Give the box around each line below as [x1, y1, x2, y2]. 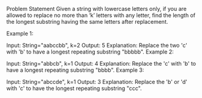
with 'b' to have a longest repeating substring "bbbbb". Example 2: [6, 48, 174, 55]
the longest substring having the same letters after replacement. [6, 18, 168, 25]
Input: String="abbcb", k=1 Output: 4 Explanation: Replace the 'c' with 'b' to [6, 60, 196, 67]
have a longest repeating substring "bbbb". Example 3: [6, 66, 144, 74]
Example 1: [6, 30, 34, 37]
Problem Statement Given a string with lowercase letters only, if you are [6, 5, 187, 12]
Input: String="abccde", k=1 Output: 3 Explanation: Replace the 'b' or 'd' [6, 79, 188, 85]
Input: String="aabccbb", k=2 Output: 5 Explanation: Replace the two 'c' [6, 42, 188, 49]
